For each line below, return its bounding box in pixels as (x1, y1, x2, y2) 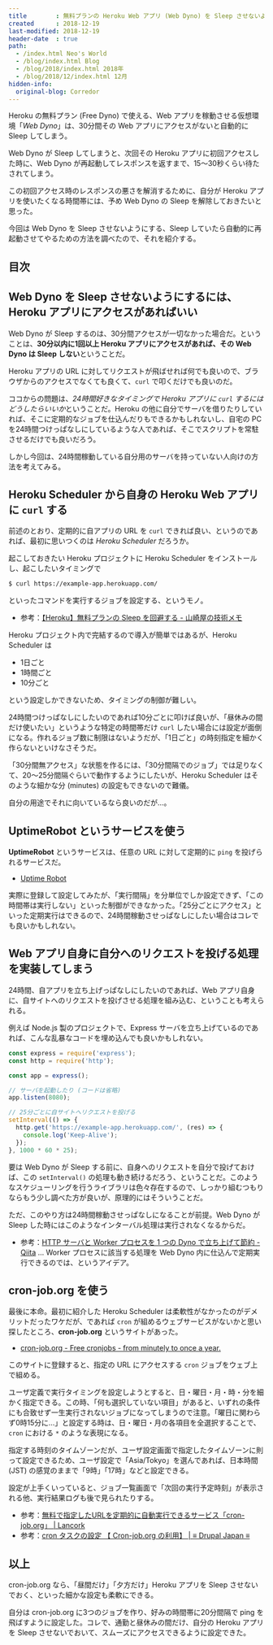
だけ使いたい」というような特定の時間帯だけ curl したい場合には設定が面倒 (8, 723, 262, 733)
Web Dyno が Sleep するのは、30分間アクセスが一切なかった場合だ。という (8, 329, 262, 338)
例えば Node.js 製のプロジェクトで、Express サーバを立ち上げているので (8, 1022, 252, 1033)
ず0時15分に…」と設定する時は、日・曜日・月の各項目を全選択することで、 (8, 1418, 261, 1428)
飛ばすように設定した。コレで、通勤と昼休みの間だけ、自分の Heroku (8, 1617, 241, 1627)
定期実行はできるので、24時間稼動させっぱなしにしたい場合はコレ (29, 911, 252, 920)
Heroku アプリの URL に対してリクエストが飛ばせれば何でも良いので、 (8, 366, 245, 376)
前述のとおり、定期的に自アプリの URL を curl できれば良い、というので (8, 526, 252, 536)
